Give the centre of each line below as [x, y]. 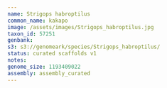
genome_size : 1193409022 [44, 67]
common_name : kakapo [38, 21]
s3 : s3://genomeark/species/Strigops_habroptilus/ [84, 47]
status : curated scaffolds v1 [52, 54]
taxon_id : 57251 [31, 34]
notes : [17, 60]
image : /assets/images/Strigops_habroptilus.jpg [81, 27]
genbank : [20, 40]
